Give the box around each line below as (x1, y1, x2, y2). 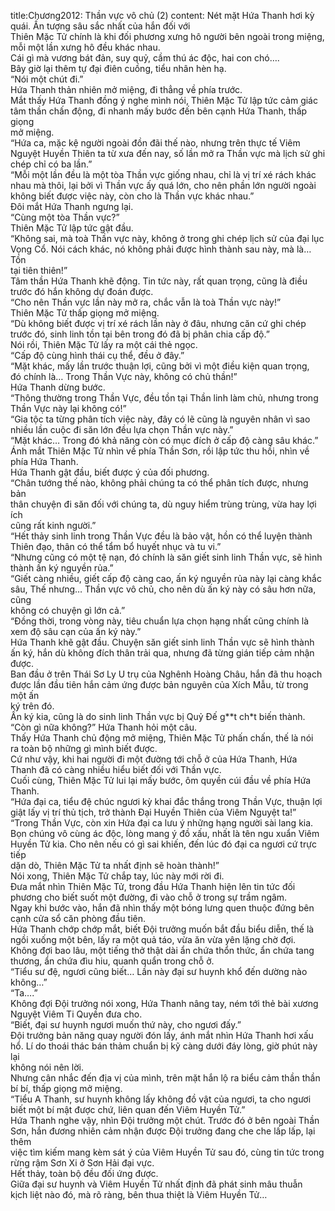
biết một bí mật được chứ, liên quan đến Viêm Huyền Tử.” (10, 1104, 246, 1115)
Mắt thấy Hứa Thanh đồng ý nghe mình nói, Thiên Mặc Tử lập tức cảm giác (10, 95, 318, 106)
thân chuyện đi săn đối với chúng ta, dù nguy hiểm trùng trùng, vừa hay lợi (10, 498, 317, 510)
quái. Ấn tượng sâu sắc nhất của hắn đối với (10, 20, 191, 32)
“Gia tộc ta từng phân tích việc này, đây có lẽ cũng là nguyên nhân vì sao (10, 413, 311, 425)
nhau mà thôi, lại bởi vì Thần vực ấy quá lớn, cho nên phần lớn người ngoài (10, 180, 317, 191)
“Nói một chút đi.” (10, 73, 84, 85)
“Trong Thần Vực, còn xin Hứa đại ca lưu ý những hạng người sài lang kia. (10, 817, 314, 829)
